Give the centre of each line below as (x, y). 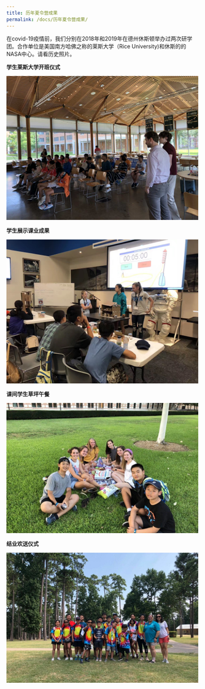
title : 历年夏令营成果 (32, 13)
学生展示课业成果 (28, 230)
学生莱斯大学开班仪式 (33, 67)
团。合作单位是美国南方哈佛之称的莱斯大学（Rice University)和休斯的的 (96, 46)
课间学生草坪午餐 (28, 394)
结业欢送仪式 (22, 544)
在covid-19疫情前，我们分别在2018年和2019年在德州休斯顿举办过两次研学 (99, 38)
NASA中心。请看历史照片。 (41, 54)
